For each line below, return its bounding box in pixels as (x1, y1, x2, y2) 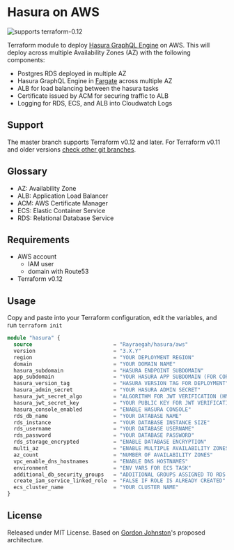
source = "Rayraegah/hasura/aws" (13, 341, 189, 348)
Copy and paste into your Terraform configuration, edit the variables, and (7, 314, 217, 322)
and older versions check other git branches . (7, 145, 136, 154)
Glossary (7, 166, 47, 178)
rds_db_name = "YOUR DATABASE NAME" (13, 412, 182, 419)
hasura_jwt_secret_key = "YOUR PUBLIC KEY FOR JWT (13, 399, 195, 406)
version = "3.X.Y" (13, 347, 141, 354)
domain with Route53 (27, 267, 89, 276)
